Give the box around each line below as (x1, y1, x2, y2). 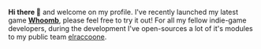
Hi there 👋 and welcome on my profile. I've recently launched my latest (8, 8, 239, 16)
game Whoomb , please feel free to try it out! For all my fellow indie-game (8, 16, 247, 25)
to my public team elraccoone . (8, 32, 107, 41)
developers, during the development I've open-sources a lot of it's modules (8, 24, 254, 33)
